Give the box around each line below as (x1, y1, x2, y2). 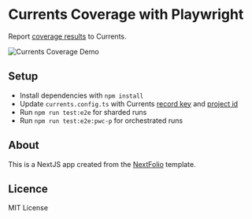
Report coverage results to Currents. (8, 32, 127, 41)
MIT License (8, 203, 49, 213)
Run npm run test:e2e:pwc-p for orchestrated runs (19, 116, 183, 125)
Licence (8, 182, 49, 195)
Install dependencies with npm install (19, 91, 144, 100)
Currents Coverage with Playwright (8, 6, 244, 24)
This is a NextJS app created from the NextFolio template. (8, 159, 196, 169)
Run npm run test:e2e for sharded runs (19, 107, 147, 117)
